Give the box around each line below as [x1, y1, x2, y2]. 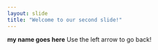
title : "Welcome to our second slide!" [7, 16, 123, 23]
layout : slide [7, 10, 49, 17]
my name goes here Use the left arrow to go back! [7, 35, 152, 43]
